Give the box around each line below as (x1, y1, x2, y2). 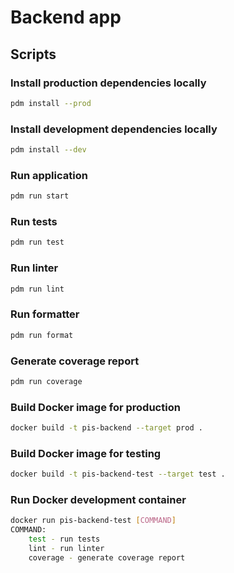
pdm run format (10, 330, 74, 340)
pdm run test (10, 237, 65, 248)
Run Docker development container (10, 493, 187, 507)
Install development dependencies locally (10, 122, 218, 136)
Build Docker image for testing (10, 446, 162, 460)
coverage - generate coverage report (28, 552, 186, 563)
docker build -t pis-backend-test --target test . (10, 469, 226, 480)
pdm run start (10, 191, 70, 201)
